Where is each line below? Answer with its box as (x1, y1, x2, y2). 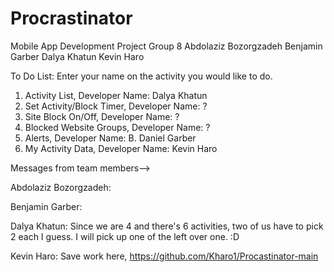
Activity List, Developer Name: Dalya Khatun (24, 89, 208, 101)
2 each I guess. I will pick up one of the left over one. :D (10, 230, 240, 242)
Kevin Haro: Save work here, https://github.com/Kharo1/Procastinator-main (10, 250, 319, 262)
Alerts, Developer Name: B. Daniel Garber (24, 132, 197, 144)
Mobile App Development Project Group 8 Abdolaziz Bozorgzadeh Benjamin (10, 40, 323, 52)
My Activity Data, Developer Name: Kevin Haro (24, 142, 218, 154)
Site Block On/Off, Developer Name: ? (24, 110, 180, 122)
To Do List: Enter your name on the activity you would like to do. (10, 70, 273, 82)
